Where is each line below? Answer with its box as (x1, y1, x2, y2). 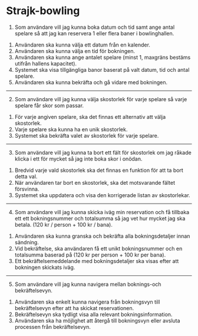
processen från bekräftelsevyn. (14, 323, 91, 330)
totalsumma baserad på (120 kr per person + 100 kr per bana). (14, 251, 166, 258)
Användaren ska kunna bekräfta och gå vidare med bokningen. (14, 78, 168, 86)
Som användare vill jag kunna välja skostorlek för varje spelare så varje (14, 95, 187, 102)
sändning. (14, 238, 39, 245)
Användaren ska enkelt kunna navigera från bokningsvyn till (14, 298, 160, 305)
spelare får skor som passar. (14, 102, 84, 109)
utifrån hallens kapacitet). (14, 60, 77, 67)
